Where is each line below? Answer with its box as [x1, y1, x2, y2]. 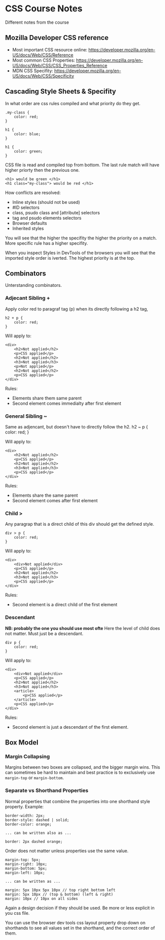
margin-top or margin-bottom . [5, 775, 64, 781]
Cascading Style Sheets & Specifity [5, 87, 117, 96]
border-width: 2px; [5, 813, 45, 818]
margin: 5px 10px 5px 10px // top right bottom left [5, 887, 116, 893]
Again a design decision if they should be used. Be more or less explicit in [5, 904, 155, 911]
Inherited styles [12, 225, 44, 231]
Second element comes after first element [12, 497, 98, 504]
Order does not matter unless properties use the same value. [5, 848, 129, 854]
